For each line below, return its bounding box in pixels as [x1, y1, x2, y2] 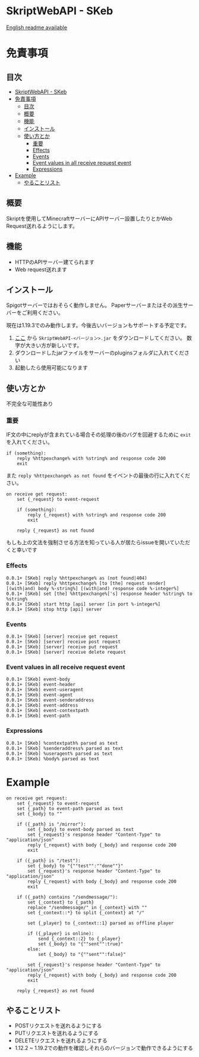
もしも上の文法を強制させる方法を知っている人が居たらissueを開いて [6, 539, 175, 546]
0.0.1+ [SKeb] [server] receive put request [6, 644, 118, 650]
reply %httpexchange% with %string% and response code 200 [17, 456, 166, 462]
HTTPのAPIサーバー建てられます [14, 258, 95, 265]
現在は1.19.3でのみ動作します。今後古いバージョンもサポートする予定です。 [6, 322, 190, 329]
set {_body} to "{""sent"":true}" [37, 941, 124, 947]
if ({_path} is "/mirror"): [17, 821, 86, 827]
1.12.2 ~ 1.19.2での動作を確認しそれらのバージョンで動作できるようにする [14, 1045, 193, 1052]
